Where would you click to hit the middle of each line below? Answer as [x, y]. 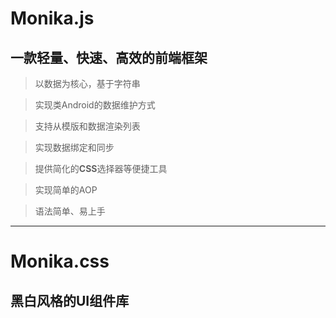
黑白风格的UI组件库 [70, 300]
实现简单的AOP [66, 190]
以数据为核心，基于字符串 [87, 83]
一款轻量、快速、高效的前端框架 [109, 57]
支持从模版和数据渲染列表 [87, 126]
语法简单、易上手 [70, 211]
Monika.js [52, 18]
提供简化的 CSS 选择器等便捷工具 [101, 168]
